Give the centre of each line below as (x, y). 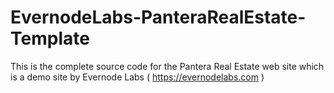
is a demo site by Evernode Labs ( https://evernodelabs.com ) (137, 77)
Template (50, 38)
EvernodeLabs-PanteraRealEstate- (158, 17)
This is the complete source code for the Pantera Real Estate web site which (167, 66)
